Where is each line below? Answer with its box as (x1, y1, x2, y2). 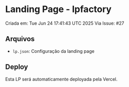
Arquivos (5, 35, 35, 43)
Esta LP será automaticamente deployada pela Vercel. (5, 76, 118, 82)
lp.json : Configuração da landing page (12, 48, 95, 54)
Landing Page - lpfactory (5, 4, 112, 15)
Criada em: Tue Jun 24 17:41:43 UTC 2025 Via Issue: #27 (5, 20, 124, 26)
